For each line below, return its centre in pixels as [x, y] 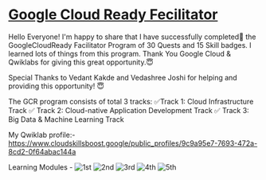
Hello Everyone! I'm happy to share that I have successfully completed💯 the [132, 37]
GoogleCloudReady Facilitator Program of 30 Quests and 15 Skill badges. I [130, 45]
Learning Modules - [41, 167]
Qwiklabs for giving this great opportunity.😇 [81, 62]
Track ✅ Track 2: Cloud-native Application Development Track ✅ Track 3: [129, 110]
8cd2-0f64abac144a [42, 151]
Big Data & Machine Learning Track [66, 119]
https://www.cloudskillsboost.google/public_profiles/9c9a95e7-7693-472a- [133, 143]
